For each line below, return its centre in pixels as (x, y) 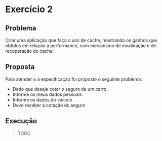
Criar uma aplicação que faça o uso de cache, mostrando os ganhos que (81, 40)
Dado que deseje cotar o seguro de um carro (59, 89)
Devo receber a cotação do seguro (49, 105)
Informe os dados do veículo (42, 99)
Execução (21, 121)
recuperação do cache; (30, 51)
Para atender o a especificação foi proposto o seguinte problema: (74, 79)
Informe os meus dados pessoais (47, 94)
